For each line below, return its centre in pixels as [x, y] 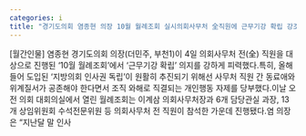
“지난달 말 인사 [45, 122]
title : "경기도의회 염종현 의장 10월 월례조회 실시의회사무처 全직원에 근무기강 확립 [146, 26]
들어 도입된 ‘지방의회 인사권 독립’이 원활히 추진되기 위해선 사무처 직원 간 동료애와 [153, 76]
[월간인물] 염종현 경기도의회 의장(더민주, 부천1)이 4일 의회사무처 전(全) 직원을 [147, 53]
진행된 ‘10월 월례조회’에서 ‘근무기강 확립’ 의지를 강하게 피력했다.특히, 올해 [163, 65]
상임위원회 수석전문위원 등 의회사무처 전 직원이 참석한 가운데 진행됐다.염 [147, 110]
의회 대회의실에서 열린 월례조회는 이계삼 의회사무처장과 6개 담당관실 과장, [149, 99]
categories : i [36, 18]
